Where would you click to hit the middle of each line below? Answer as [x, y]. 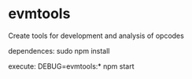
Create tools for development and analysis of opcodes [96, 36]
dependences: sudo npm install [59, 51]
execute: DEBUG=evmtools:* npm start [72, 66]
